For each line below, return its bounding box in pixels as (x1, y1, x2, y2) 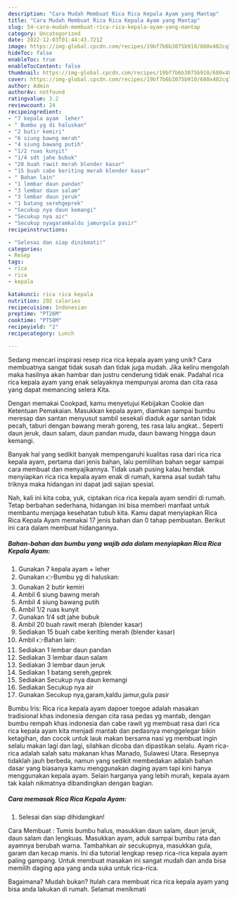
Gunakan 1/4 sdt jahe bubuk (18, 613, 100, 621)
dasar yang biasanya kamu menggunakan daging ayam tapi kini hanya (8, 764, 212, 772)
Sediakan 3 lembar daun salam (18, 653, 108, 661)
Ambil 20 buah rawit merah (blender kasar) (18, 620, 143, 628)
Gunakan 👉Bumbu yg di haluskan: (18, 573, 120, 581)
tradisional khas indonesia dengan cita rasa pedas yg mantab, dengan (8, 711, 211, 720)
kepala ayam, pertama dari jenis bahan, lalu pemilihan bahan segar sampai (8, 457, 224, 466)
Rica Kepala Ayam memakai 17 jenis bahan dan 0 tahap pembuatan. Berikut (8, 516, 226, 524)
